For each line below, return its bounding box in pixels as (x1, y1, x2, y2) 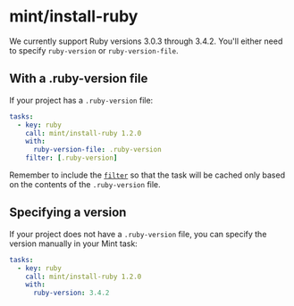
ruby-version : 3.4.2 (32, 288, 110, 298)
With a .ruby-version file (9, 71, 148, 87)
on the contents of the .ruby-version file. (9, 179, 161, 189)
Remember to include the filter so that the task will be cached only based (9, 170, 286, 180)
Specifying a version (9, 205, 127, 220)
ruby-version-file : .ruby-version (32, 145, 163, 154)
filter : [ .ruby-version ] (25, 153, 118, 162)
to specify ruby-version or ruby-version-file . (9, 45, 179, 55)
